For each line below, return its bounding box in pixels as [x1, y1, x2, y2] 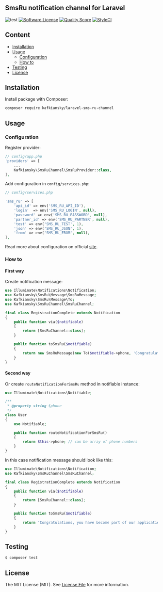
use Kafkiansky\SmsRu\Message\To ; [5, 297, 75, 302]
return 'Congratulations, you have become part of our [22, 520, 136, 525]
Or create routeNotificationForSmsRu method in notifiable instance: [5, 381, 140, 387]
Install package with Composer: [5, 96, 68, 102]
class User [5, 413, 27, 417]
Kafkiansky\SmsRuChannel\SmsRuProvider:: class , [14, 167, 112, 173]
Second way [5, 370, 31, 376]
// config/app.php [5, 154, 42, 159]
